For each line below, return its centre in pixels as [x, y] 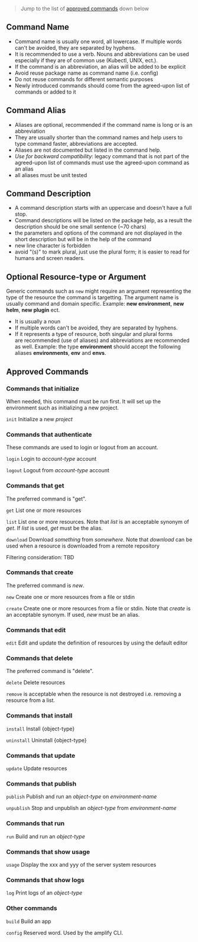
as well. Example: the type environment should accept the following [98, 347]
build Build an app [29, 921]
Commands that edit [36, 630]
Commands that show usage [48, 851]
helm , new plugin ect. [33, 310]
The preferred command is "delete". [50, 671]
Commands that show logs [45, 880]
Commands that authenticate [49, 434]
